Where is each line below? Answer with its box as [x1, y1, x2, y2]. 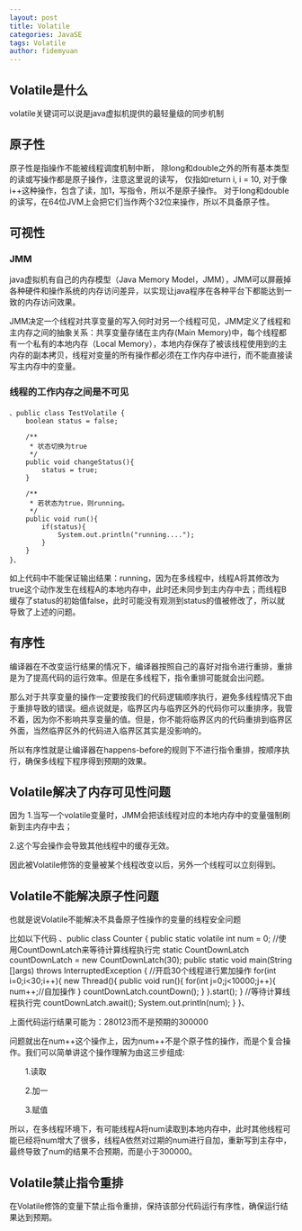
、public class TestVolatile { [9, 408, 126, 417]
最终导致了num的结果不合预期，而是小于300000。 [9, 1146, 198, 1157]
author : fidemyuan [9, 47, 78, 56]
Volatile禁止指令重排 [9, 1175, 124, 1190]
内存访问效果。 [24, 296, 81, 307]
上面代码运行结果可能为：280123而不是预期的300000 [9, 1017, 209, 1027]
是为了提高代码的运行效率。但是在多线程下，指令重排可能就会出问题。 [9, 672, 270, 683]
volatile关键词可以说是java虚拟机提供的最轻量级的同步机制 [9, 107, 225, 118]
